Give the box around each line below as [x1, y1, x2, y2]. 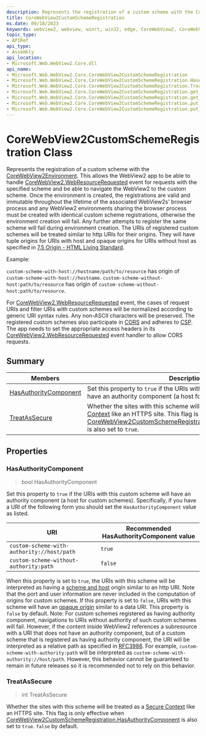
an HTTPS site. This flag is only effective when [6, 710, 124, 717]
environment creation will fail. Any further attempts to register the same [6, 218, 187, 225]
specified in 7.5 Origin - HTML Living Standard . [6, 243, 124, 251]
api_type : [6, 44, 32, 50]
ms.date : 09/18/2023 [6, 20, 59, 26]
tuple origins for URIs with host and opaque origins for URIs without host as [6, 237, 197, 245]
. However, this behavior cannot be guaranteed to [64, 655, 189, 662]
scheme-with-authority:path [6, 650, 78, 656]
